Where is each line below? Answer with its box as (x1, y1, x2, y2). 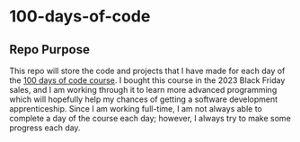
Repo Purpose (9, 42, 90, 57)
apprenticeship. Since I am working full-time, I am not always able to (9, 104, 262, 113)
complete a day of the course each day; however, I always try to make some (9, 113, 292, 123)
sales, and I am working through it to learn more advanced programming (9, 85, 278, 95)
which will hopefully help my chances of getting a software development (9, 94, 278, 104)
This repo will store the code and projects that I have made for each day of (9, 65, 286, 76)
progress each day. (9, 122, 81, 133)
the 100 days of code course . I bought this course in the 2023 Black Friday (9, 75, 286, 86)
